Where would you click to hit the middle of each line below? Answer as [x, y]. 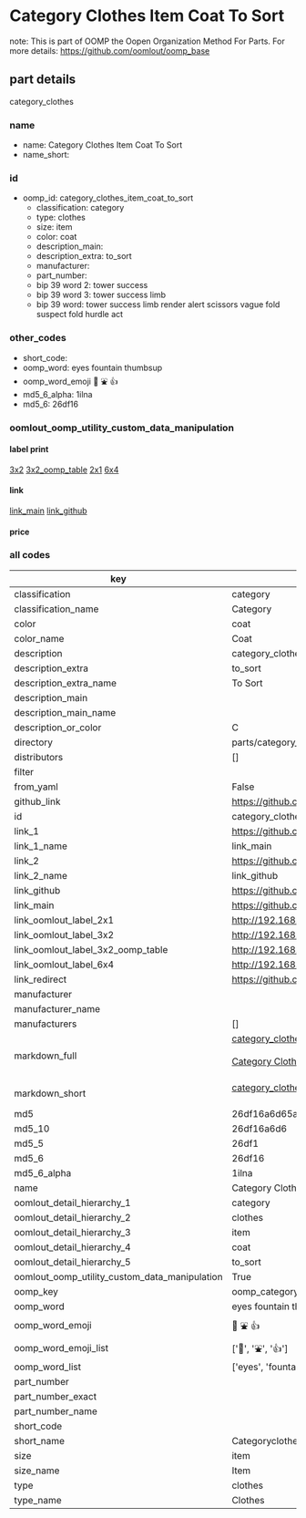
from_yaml [36, 787]
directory [33, 742]
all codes [30, 555]
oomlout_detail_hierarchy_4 [72, 1247]
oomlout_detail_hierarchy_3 [72, 1232]
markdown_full [46, 1056]
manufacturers [46, 1024]
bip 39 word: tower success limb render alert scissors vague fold [158, 305]
